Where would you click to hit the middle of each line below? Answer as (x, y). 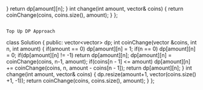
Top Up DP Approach (31, 31)
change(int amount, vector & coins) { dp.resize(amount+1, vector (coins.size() (101, 74)
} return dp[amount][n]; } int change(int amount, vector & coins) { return (95, 9)
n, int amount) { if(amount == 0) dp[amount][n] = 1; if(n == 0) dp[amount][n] (101, 49)
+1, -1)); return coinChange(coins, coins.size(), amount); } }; (81, 81)
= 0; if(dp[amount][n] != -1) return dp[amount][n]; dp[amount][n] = (89, 55)
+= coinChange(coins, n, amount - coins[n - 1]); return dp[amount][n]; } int (99, 68)
